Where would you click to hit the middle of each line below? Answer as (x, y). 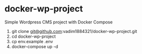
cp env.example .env (32, 41)
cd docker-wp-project (34, 36)
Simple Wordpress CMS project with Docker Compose (59, 22)
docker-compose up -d (35, 46)
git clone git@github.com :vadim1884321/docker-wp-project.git (74, 31)
